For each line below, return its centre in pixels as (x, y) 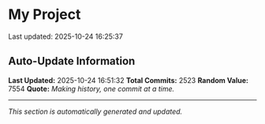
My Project (45, 15)
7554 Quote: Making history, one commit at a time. (91, 88)
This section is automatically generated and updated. (95, 111)
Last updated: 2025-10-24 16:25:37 (66, 36)
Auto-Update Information (72, 61)
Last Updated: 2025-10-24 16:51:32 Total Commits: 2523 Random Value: (128, 80)
